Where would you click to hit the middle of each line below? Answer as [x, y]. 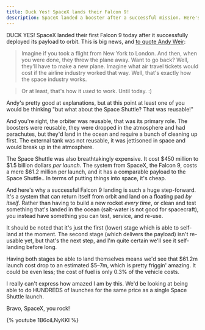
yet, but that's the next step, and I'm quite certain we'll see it [100, 240]
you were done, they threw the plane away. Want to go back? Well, [105, 60]
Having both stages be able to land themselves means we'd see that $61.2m [102, 259]
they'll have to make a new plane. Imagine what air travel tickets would [110, 66]
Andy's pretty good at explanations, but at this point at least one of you [95, 103]
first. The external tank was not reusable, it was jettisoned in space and [96, 140]
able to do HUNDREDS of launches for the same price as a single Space [97, 290]
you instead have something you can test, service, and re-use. [85, 216]
